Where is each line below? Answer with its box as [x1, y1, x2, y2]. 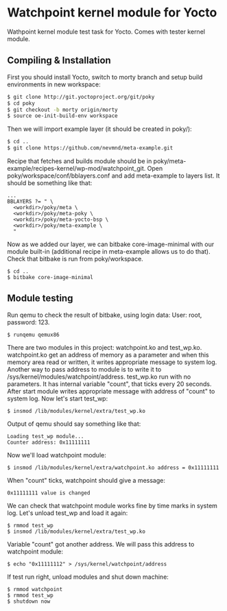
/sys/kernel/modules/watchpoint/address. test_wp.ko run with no [7, 372, 191, 381]
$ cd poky [7, 99, 36, 107]
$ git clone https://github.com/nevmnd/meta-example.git [7, 145, 174, 152]
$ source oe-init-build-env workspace [7, 112, 118, 119]
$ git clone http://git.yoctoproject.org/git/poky [7, 93, 155, 100]
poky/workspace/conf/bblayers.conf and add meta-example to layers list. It [7, 171, 220, 180]
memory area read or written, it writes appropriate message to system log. [7, 358, 217, 366]
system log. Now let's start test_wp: [7, 394, 108, 403]
